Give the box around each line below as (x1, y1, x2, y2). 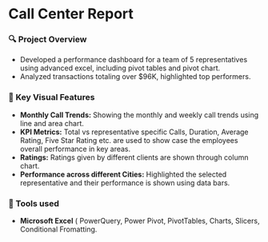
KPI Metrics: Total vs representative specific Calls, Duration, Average (19, 127, 250, 137)
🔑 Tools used (8, 197, 60, 208)
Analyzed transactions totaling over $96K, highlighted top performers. (19, 72, 251, 81)
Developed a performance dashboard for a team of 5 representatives (19, 55, 248, 65)
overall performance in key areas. (19, 144, 131, 153)
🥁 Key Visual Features (8, 92, 95, 103)
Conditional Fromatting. (19, 224, 98, 234)
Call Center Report (8, 5, 134, 23)
